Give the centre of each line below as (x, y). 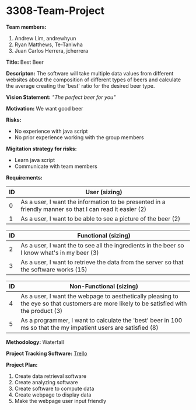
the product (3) (42, 311)
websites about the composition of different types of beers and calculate (94, 80)
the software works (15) (54, 269)
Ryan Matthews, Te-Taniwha (48, 44)
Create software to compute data (54, 388)
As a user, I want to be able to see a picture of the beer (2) (101, 219)
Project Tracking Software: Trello (47, 353)
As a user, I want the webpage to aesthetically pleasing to (100, 296)
